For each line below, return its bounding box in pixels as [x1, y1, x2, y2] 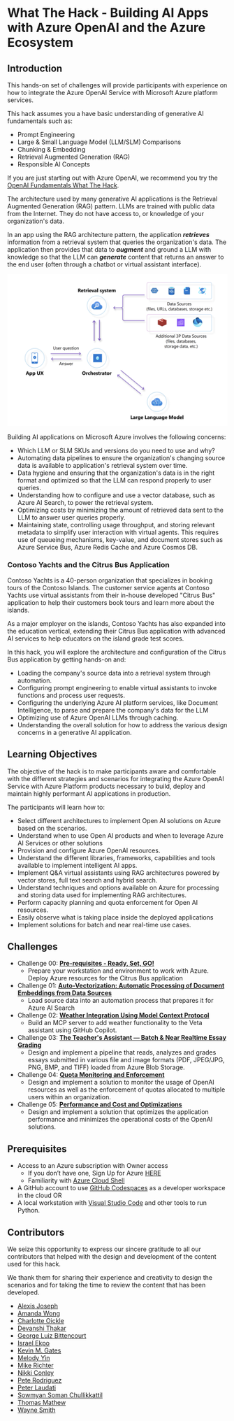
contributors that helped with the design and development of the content [7, 1252, 217, 1261]
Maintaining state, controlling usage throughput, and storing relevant [17, 520, 215, 529]
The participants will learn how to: [7, 803, 105, 811]
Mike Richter [17, 1362, 54, 1370]
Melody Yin [17, 1354, 50, 1362]
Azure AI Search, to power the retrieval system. [17, 498, 154, 506]
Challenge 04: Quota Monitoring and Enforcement [17, 1071, 165, 1079]
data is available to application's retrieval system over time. [17, 461, 188, 469]
